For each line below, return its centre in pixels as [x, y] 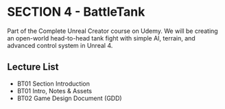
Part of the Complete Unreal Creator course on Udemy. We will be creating [113, 31]
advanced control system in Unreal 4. [60, 45]
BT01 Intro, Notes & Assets [55, 90]
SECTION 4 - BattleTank [76, 12]
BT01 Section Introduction [54, 84]
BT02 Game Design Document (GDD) [69, 98]
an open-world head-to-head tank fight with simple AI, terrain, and [101, 38]
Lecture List [33, 67]
